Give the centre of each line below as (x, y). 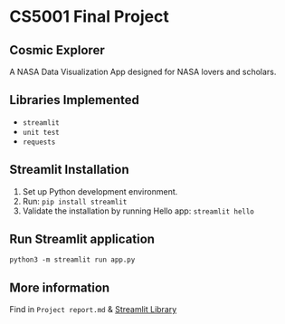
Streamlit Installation (69, 170)
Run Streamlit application (82, 239)
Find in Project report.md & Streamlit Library (93, 310)
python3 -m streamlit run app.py (72, 260)
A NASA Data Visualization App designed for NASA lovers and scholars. (143, 71)
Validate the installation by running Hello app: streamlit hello (138, 211)
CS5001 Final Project (89, 17)
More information (60, 287)
